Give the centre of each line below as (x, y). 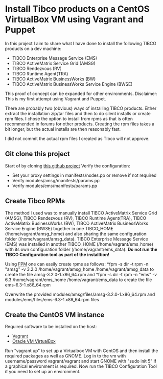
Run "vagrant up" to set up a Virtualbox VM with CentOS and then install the (81, 351)
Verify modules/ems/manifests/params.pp (55, 186)
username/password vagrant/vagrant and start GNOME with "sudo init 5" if (81, 361)
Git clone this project (37, 154)
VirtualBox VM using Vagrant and (74, 19)
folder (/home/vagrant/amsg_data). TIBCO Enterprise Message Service (77, 239)
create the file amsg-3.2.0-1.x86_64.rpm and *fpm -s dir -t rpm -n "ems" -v (81, 274)
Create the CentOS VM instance (55, 315)
